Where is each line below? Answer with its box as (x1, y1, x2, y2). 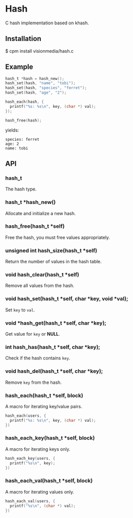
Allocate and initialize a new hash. (5, 210, 76, 216)
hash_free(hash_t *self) (5, 223, 65, 230)
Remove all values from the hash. (5, 283, 75, 289)
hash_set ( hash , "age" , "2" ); (5, 90, 67, 95)
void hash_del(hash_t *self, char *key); (5, 368, 103, 375)
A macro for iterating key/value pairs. (5, 403, 82, 409)
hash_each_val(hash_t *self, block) (5, 477, 93, 484)
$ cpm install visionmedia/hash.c (5, 48, 74, 54)
